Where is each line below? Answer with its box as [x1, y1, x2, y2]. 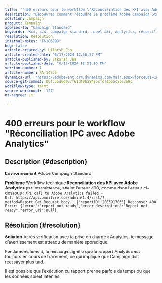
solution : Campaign [5, 16, 44, 21]
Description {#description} [5, 157, 88, 166]
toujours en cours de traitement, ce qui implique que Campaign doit [5, 254, 139, 260]
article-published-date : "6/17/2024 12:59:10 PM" [5, 61, 107, 66]
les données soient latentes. [5, 273, 61, 279]
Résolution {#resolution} [5, 221, 81, 229]
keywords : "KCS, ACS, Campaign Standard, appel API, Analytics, [5, 30, 137, 34]
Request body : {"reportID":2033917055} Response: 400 [43, 200, 157, 204]
